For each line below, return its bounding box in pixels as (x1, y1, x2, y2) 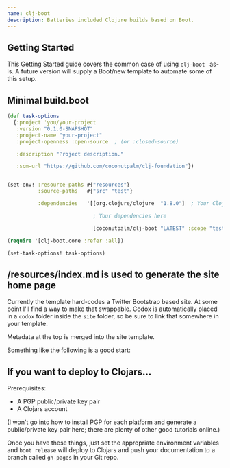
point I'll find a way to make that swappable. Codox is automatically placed (7, 305, 218, 313)
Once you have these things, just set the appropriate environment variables (7, 438, 219, 447)
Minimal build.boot (7, 94, 89, 106)
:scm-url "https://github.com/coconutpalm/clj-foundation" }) (16, 163, 194, 170)
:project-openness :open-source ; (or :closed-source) (16, 138, 179, 145)
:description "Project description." (16, 150, 125, 158)
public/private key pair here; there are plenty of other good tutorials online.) (7, 425, 220, 433)
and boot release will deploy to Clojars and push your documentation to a (7, 446, 216, 454)
